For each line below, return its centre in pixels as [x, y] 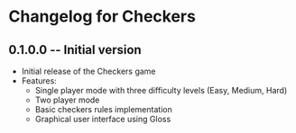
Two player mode [67, 100]
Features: [39, 81]
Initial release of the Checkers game [88, 71]
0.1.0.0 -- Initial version [75, 50]
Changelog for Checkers [102, 17]
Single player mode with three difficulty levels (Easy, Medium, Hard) [161, 90]
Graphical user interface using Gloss [103, 119]
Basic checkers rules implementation [103, 109]
